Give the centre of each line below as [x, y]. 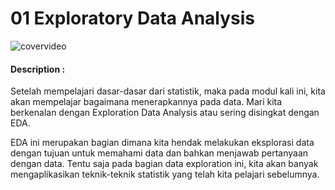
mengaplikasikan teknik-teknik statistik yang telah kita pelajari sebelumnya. [165, 174]
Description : [38, 69]
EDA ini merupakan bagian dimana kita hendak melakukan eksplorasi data [162, 143]
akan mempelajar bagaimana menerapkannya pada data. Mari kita [146, 102]
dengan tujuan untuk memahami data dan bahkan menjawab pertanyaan [159, 153]
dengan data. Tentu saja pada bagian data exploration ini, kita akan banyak [164, 164]
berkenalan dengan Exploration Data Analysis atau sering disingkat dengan [165, 113]
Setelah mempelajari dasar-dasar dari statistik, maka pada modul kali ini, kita [168, 91]
